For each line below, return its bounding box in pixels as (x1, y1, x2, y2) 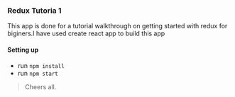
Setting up (7, 45, 39, 54)
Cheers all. (24, 82, 57, 91)
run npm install (17, 61, 65, 69)
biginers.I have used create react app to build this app (7, 29, 165, 38)
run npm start (17, 69, 58, 77)
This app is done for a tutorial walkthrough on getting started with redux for (7, 22, 228, 30)
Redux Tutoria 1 (7, 6, 62, 16)
